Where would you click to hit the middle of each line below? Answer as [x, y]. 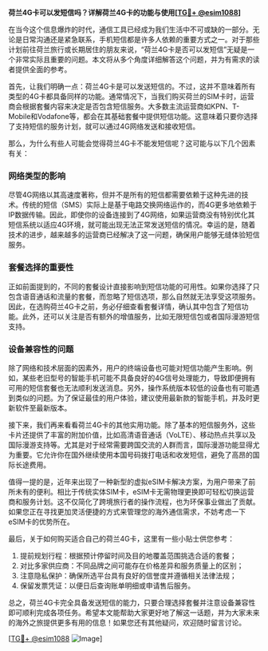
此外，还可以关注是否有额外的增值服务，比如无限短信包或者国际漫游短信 [141, 316]
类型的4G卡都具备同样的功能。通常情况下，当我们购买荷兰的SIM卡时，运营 [131, 96]
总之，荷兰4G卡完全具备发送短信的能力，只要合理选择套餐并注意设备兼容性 [132, 602]
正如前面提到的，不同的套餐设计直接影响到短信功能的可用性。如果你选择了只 [134, 286]
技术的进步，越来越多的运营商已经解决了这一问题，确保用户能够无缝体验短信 [134, 235]
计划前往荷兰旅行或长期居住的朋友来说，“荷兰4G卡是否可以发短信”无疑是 [128, 50]
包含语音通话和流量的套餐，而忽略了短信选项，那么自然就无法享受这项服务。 [134, 296]
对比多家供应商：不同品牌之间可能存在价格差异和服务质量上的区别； [132, 566]
